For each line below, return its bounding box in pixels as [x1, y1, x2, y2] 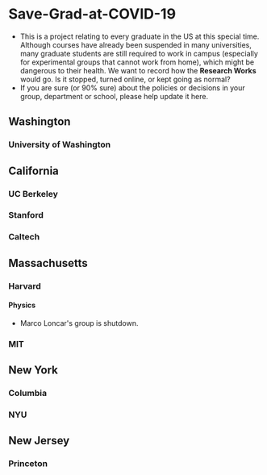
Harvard [8, 280, 42, 291]
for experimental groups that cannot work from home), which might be [19, 57, 255, 67]
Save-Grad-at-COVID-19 [8, 5, 176, 23]
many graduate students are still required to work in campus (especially [19, 48, 258, 58]
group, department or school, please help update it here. [19, 91, 209, 101]
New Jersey [8, 434, 70, 448]
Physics [8, 300, 36, 310]
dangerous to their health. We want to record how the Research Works [19, 65, 257, 75]
